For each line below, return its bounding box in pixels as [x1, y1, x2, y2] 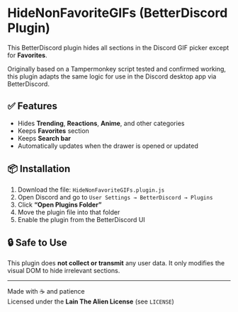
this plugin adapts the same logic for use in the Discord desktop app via [7, 72, 217, 81]
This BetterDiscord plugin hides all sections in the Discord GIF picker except [7, 43, 229, 52]
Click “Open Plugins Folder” [17, 200, 102, 209]
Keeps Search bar [17, 134, 72, 142]
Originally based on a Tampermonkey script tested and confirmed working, [7, 64, 227, 73]
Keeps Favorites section [17, 126, 90, 135]
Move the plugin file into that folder [17, 207, 120, 216]
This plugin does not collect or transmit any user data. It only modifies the [7, 259, 225, 267]
